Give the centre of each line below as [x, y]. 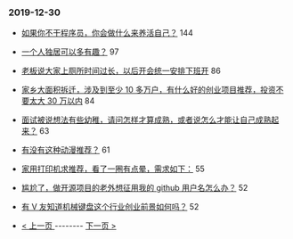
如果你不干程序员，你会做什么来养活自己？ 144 [107, 33]
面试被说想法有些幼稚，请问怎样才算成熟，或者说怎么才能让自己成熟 [146, 120]
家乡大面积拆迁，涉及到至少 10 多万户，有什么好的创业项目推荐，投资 [149, 90]
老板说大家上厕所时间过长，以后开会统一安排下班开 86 [121, 71]
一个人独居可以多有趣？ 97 [70, 52]
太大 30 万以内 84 [62, 101]
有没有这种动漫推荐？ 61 [65, 150]
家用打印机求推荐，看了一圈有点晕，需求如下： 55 [113, 169]
